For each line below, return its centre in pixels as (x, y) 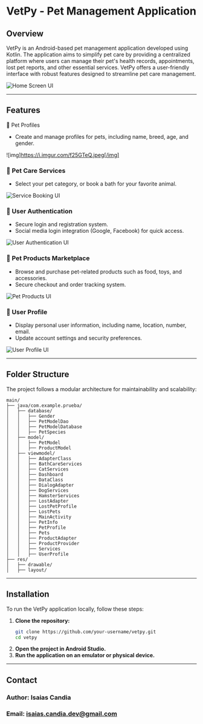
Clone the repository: (42, 620)
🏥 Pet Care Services (36, 170)
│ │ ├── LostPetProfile (42, 506)
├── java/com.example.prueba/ (44, 405)
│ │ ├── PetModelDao (37, 421)
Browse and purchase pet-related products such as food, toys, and (98, 272)
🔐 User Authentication (39, 212)
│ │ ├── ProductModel (39, 448)
